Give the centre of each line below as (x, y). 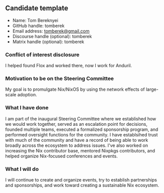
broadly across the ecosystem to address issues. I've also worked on (76, 145)
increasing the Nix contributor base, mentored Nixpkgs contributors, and (80, 150)
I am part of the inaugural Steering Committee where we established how (81, 119)
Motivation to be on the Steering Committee (60, 79)
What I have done (27, 108)
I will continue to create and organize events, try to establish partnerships (81, 180)
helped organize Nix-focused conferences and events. (61, 156)
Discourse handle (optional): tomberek (52, 36)
